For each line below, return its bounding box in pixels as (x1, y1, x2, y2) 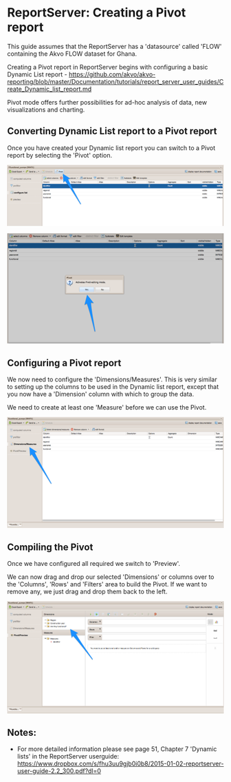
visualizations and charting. (7, 105, 85, 114)
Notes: (7, 726, 36, 738)
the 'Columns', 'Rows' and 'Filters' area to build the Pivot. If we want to (7, 580, 208, 589)
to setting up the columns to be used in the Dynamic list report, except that (7, 383, 219, 391)
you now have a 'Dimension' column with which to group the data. (7, 390, 195, 399)
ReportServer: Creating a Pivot (7, 5, 186, 21)
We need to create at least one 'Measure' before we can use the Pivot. (7, 403, 207, 412)
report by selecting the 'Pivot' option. (7, 151, 112, 159)
